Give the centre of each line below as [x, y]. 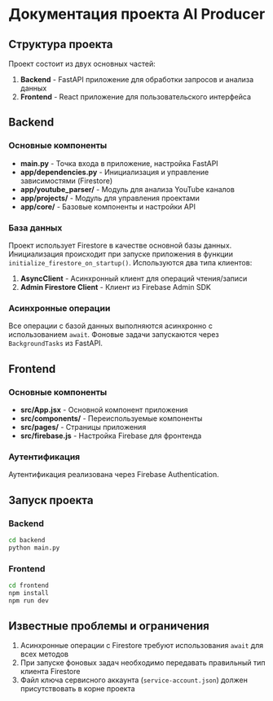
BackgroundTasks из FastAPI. [56, 344]
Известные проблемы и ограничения [109, 627]
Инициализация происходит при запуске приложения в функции [121, 254]
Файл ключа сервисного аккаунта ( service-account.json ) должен [134, 680]
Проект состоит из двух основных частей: [82, 64]
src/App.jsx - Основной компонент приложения [104, 410]
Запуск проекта [51, 500]
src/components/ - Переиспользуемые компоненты [111, 418]
